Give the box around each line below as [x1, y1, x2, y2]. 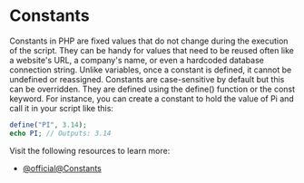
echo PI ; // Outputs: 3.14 [9, 129, 112, 138]
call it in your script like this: [9, 102, 113, 113]
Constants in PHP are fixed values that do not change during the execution [9, 35, 289, 46]
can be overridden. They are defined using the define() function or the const [9, 83, 296, 94]
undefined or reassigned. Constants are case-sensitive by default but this [9, 73, 285, 84]
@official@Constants [22, 162, 102, 173]
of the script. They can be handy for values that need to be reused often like [9, 44, 295, 55]
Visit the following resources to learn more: [9, 145, 171, 156]
